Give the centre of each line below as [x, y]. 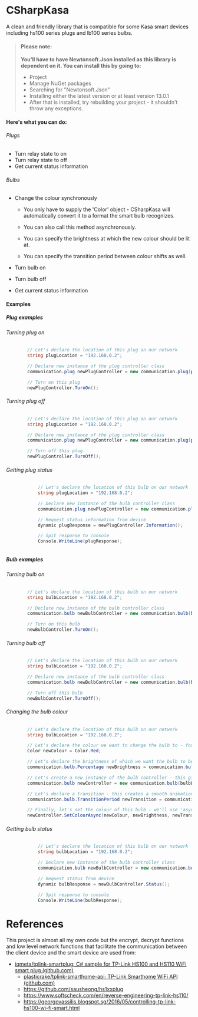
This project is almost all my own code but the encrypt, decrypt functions [95, 940]
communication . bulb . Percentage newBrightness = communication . [106, 767]
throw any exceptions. [56, 108]
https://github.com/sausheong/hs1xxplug [73, 989]
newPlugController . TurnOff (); [64, 457]
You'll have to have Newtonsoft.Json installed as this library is [98, 60]
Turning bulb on [25, 574]
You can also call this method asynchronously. [80, 227]
